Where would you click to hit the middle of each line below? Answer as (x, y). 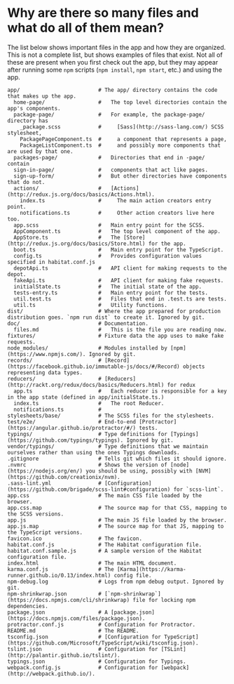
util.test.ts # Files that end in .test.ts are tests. (121, 299)
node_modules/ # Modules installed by (88, 348)
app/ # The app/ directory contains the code (112, 90)
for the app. (167, 244)
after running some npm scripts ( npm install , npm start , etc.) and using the (115, 70)
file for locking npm (164, 600)
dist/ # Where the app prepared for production (114, 311)
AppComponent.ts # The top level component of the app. (117, 231)
